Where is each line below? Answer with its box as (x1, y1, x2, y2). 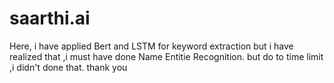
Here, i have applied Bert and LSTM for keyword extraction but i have (9, 40, 294, 52)
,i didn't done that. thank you (9, 61, 128, 73)
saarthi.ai (9, 7, 91, 30)
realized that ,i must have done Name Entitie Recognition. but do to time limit (9, 50, 324, 62)
